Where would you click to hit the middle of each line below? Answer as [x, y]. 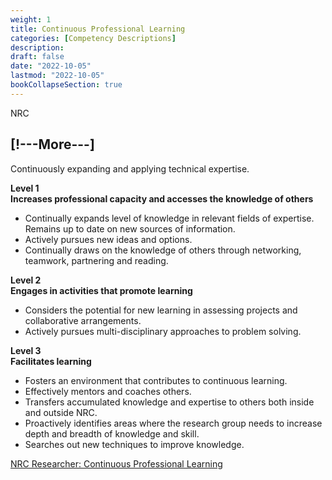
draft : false [37, 57]
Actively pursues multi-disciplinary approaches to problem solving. [163, 331]
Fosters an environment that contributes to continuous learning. [156, 380]
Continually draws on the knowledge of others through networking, [163, 250]
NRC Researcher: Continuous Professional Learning [116, 463]
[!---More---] [52, 144]
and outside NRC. [61, 412]
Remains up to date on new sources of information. [130, 228]
